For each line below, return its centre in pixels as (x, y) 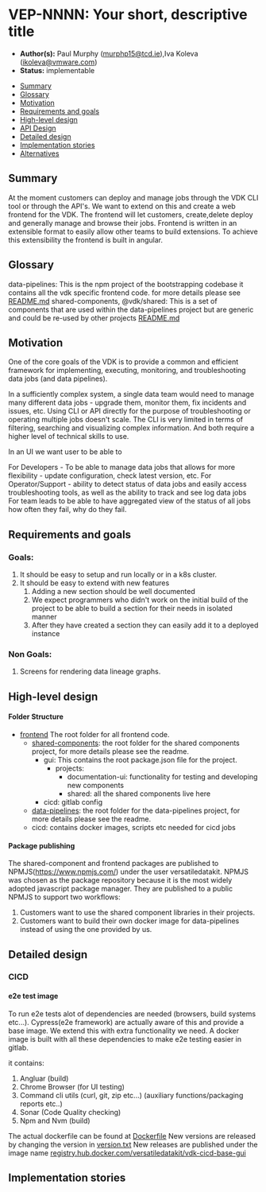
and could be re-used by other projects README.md (94, 318)
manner (44, 617)
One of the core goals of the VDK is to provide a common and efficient (123, 362)
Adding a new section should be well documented (114, 592)
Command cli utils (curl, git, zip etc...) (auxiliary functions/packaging (131, 1095)
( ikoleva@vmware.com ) (58, 62)
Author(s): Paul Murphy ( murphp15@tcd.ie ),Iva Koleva (109, 53)
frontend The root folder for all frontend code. (94, 734)
